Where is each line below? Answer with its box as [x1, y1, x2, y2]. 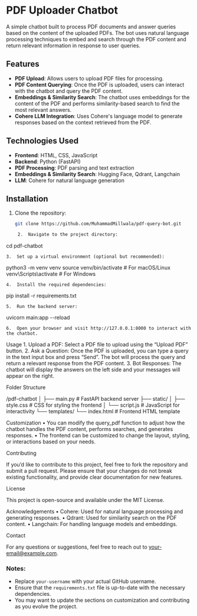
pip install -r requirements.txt [6, 292, 77, 299]
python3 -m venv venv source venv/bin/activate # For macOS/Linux [6, 264, 171, 271]
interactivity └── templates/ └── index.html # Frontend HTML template [6, 408, 180, 415]
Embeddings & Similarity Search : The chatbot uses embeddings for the [14, 93, 190, 100]
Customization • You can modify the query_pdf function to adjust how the [6, 419, 185, 426]
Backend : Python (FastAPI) [14, 158, 81, 165]
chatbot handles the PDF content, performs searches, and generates [6, 426, 173, 433]
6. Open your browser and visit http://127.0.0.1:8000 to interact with [6, 326, 192, 332]
